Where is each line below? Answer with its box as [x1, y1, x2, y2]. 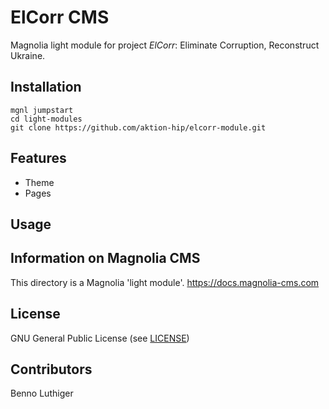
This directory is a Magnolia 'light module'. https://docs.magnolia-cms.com [10, 276, 320, 288]
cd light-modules [10, 114, 83, 124]
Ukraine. [10, 49, 46, 61]
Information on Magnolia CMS [10, 250, 201, 267]
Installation [10, 79, 82, 96]
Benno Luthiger [10, 387, 74, 400]
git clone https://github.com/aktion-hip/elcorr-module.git [10, 122, 267, 133]
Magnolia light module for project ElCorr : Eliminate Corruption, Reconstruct [10, 39, 320, 51]
